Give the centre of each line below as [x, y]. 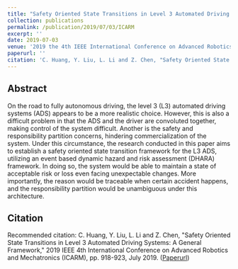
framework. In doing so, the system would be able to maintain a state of [112, 166]
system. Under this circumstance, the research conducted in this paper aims [119, 143]
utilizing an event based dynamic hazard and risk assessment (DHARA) [111, 158]
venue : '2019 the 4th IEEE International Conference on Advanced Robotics [120, 47]
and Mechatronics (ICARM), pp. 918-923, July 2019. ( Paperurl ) [98, 258]
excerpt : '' [25, 34]
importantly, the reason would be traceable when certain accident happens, [118, 181]
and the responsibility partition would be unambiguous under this [102, 188]
